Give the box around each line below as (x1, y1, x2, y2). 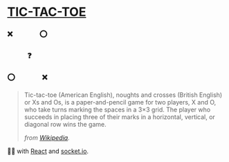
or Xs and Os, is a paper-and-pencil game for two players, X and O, (24, 98, 217, 107)
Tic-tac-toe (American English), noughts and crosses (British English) (24, 91, 223, 99)
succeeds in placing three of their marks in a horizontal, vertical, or (24, 113, 216, 121)
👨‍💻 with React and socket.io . (7, 147, 89, 156)
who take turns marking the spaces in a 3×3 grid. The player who (24, 105, 211, 114)
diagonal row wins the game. (24, 120, 107, 129)
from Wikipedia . (24, 134, 71, 142)
